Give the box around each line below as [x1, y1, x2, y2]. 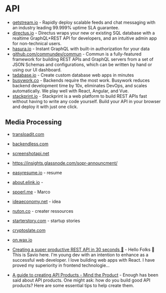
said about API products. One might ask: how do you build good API [12, 277, 151, 283]
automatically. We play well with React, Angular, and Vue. [12, 88, 129, 94]
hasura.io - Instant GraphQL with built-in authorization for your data [12, 46, 150, 52]
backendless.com [12, 141, 48, 147]
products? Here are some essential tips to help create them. [12, 282, 134, 288]
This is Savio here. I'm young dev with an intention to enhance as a [12, 251, 149, 258]
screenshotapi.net [12, 150, 49, 156]
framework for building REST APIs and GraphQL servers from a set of [12, 56, 154, 62]
